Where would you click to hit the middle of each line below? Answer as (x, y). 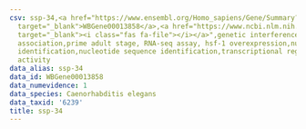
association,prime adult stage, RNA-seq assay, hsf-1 (122, 43)
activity (34, 60)
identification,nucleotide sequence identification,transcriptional (150, 52)
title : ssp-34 (36, 111)
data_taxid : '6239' (46, 102)
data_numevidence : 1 (49, 85)
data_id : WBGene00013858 (56, 77)
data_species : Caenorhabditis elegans (83, 94)
